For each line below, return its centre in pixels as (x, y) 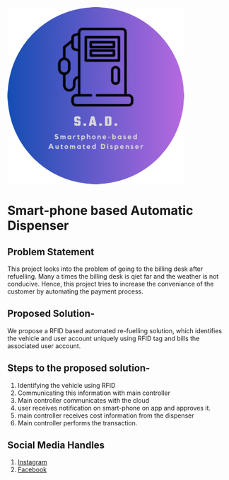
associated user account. (44, 346)
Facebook (32, 470)
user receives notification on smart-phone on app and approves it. (114, 408)
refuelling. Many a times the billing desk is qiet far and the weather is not (113, 276)
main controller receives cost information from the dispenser (106, 415)
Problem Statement (51, 252)
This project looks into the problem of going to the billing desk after (105, 269)
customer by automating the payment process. (75, 291)
